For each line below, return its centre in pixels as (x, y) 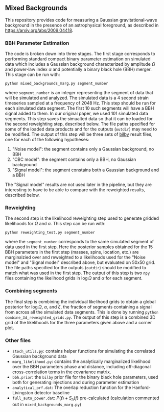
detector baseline (52, 393)
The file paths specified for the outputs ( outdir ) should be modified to (76, 268)
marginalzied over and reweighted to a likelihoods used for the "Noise (75, 257)
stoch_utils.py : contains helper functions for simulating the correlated (83, 351)
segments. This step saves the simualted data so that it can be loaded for (79, 119)
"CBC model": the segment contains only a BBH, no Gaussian (74, 159)
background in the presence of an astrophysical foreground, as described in (82, 25)
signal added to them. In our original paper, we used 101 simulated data (77, 114)
